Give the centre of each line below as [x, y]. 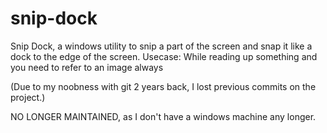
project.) [28, 97]
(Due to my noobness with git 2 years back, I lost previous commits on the [163, 86]
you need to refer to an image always [87, 67]
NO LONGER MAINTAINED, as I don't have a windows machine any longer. [163, 116]
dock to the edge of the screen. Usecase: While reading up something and [164, 56]
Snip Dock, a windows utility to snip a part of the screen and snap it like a [161, 46]
